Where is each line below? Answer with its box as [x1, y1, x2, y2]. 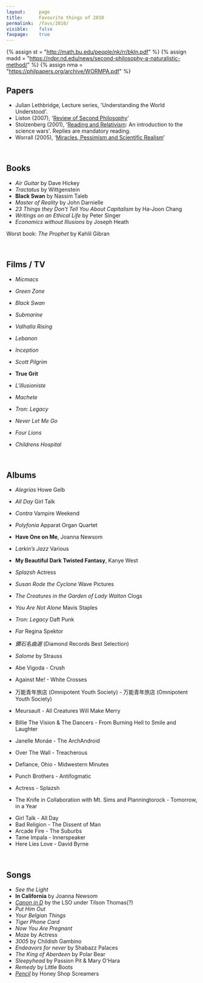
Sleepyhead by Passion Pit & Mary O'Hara [15, 957, 120, 965]
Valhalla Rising [15, 323, 53, 330]
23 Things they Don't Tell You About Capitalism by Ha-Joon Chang [15, 205, 182, 212]
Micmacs [15, 275, 39, 283]
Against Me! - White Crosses [15, 676, 87, 684]
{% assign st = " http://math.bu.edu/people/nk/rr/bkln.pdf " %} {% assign [6, 48, 187, 55]
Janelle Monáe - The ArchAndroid [15, 737, 100, 744]
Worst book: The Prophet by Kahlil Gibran [6, 229, 110, 237]
